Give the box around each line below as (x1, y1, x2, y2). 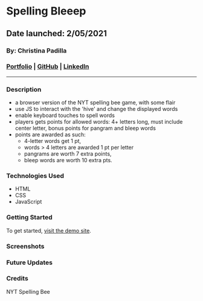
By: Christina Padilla (6, 46, 67, 55)
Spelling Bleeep (6, 4, 86, 18)
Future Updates (6, 258, 53, 267)
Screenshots (6, 242, 45, 250)
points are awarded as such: (14, 131, 86, 138)
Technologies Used (6, 172, 65, 180)
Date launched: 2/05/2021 (6, 28, 107, 39)
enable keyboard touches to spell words (14, 112, 115, 119)
